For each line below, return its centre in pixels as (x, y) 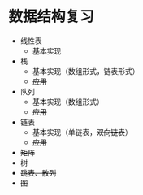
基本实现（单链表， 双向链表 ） (82, 132)
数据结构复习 (52, 17)
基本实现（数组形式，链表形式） (86, 71)
